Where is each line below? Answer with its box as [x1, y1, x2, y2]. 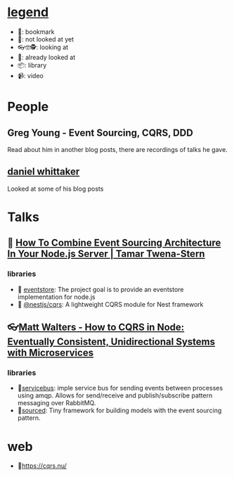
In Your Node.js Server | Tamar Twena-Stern [7, 248, 205, 260]
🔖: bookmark [17, 27, 55, 36]
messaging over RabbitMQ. [17, 399, 96, 407]
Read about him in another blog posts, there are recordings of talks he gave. [7, 145, 228, 153]
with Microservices [7, 347, 93, 359]
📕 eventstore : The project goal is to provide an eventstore [17, 285, 184, 293]
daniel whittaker [7, 166, 80, 178]
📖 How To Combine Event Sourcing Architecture [7, 237, 221, 249]
